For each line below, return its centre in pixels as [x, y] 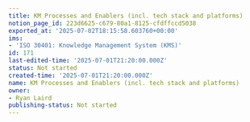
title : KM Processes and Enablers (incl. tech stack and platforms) [126, 16]
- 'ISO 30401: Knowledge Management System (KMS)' [95, 46]
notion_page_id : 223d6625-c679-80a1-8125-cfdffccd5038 [102, 23]
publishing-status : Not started [62, 105]
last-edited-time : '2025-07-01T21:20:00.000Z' [88, 61]
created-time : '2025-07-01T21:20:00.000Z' [81, 75]
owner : [19, 90]
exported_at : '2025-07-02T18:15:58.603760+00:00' [94, 31]
